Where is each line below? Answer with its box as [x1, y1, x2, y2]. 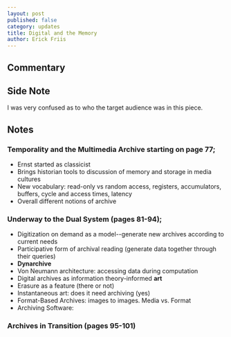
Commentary [7, 62, 66, 74]
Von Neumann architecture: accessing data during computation [17, 267, 198, 275]
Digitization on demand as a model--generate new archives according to [17, 230, 225, 239]
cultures [17, 175, 41, 184]
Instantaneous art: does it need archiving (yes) [17, 289, 151, 297]
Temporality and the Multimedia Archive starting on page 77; [7, 144, 216, 154]
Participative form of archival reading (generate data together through [17, 245, 216, 253]
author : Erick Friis [7, 36, 67, 43]
